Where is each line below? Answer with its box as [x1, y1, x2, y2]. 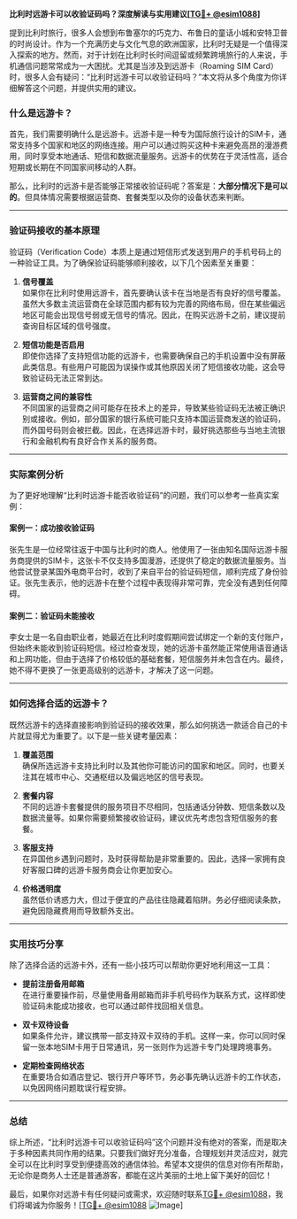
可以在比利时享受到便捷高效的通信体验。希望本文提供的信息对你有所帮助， [16, 1159, 288, 1169]
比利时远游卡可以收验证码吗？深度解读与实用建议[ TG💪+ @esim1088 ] [9, 9, 261, 19]
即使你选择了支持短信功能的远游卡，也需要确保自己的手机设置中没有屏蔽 [21, 350, 286, 361]
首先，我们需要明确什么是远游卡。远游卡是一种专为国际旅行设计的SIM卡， [9, 128, 279, 140]
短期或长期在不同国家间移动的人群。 [9, 162, 141, 173]
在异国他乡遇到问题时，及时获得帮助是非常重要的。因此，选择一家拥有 [21, 853, 278, 864]
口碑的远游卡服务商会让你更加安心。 [45, 864, 178, 875]
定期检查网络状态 [21, 1060, 85, 1070]
